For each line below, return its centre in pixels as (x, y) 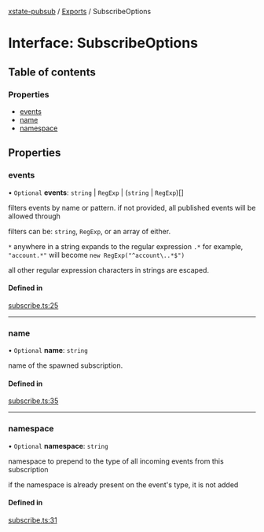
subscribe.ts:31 (33, 520)
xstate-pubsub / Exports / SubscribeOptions (80, 11)
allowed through (35, 216)
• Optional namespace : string (58, 446)
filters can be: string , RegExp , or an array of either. (90, 231)
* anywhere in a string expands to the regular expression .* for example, (126, 246)
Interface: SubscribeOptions (103, 43)
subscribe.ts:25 (33, 305)
